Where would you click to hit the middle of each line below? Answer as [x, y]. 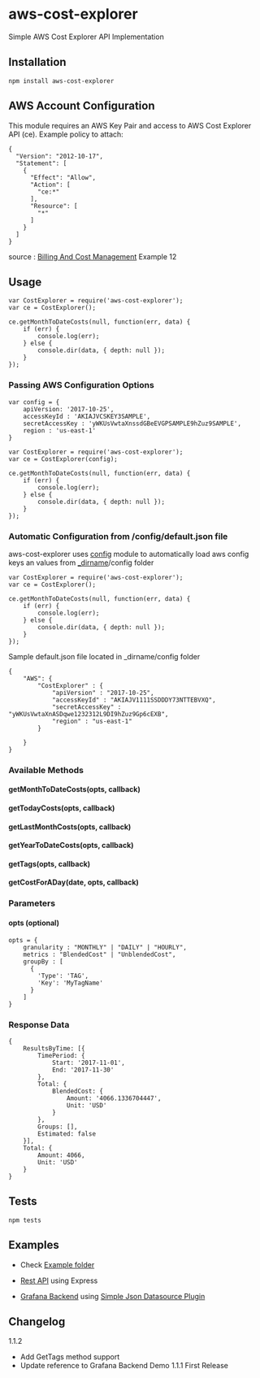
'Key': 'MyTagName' [71, 983]
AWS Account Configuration [82, 106]
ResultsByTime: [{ [54, 1048]
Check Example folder [57, 1264]
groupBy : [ [43, 961]
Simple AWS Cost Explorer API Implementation [86, 37]
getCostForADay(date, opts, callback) [74, 882]
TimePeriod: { [61, 1055]
